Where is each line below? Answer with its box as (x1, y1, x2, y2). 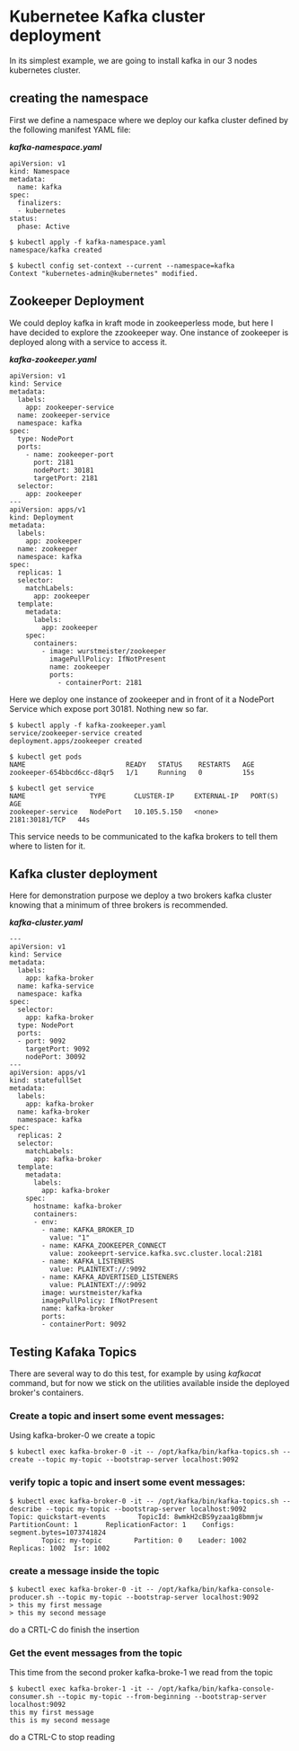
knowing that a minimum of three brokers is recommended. (9, 900, 229, 911)
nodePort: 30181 (32, 466, 94, 475)
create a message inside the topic (9, 1564, 160, 1577)
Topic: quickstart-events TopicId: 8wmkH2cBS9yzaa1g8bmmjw (9, 1512, 263, 1521)
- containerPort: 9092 (41, 1320, 127, 1329)
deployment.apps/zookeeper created (9, 736, 143, 745)
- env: (32, 1218, 58, 1227)
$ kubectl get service (9, 784, 94, 793)
